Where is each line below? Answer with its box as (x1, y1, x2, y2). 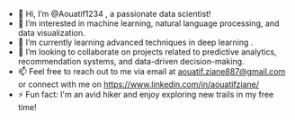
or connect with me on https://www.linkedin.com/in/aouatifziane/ (17, 79, 259, 90)
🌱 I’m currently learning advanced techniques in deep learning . (17, 37, 254, 47)
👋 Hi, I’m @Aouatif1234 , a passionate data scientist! (17, 9, 211, 19)
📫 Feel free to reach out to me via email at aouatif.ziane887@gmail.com (17, 66, 286, 76)
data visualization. (17, 28, 85, 38)
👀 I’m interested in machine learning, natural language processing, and (17, 18, 280, 29)
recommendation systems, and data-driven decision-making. (17, 56, 245, 66)
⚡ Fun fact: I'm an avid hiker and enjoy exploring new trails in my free (17, 90, 274, 99)
